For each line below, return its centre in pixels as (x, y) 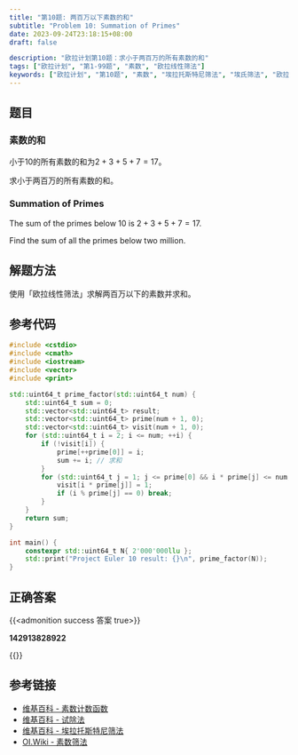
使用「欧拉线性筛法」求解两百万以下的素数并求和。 (102, 293)
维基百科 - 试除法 (54, 719)
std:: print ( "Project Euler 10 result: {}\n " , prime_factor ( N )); (146, 559)
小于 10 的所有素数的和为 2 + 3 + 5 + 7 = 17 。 (88, 162)
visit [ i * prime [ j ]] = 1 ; (104, 485)
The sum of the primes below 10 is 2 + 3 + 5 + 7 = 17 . (106, 223)
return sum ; (47, 518)
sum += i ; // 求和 (89, 460)
